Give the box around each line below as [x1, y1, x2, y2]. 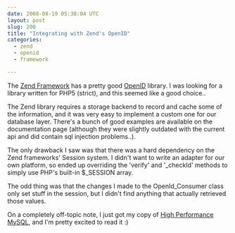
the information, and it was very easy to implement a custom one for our [7, 109, 217, 118]
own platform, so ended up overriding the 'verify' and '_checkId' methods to [7, 161, 228, 169]
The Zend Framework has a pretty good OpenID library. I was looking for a [7, 81, 223, 90]
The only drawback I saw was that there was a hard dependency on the [7, 145, 215, 154]
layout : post [7, 17, 46, 24]
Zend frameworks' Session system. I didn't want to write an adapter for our [7, 153, 225, 161]
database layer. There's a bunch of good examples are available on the [7, 117, 213, 126]
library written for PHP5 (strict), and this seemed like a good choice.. [7, 88, 206, 97]
